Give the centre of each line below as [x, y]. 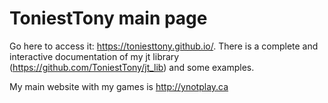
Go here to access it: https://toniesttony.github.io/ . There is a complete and [164, 46]
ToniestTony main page [108, 18]
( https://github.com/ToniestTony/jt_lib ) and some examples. [132, 67]
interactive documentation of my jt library [94, 56]
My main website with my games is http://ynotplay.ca [119, 86]
